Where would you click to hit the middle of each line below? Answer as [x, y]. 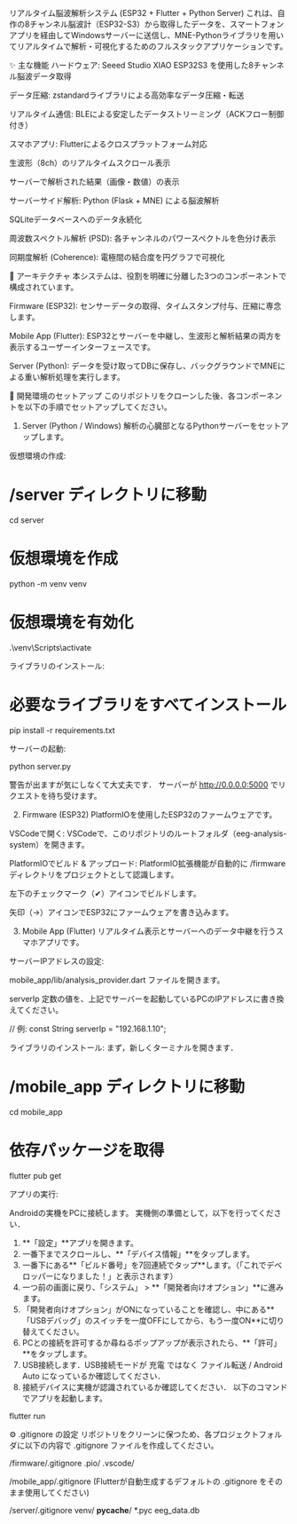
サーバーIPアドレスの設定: [57, 960]
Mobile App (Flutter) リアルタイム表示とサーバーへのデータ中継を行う [149, 931]
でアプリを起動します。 [65, 1398]
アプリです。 [61, 942]
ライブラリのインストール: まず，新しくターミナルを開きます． [124, 1047]
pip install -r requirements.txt [62, 730]
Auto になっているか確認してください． [94, 1376]
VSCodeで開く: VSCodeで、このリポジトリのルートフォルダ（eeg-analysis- [148, 833]
